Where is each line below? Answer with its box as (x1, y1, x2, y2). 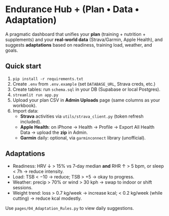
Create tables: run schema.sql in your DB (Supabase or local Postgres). (12, 86, 161, 92)
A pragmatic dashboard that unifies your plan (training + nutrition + (5, 31, 146, 37)
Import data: (12, 107, 39, 114)
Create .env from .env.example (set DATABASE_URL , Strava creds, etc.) (12, 81, 156, 87)
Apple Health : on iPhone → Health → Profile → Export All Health (20, 124, 155, 130)
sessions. (12, 184, 33, 191)
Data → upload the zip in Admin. (20, 129, 88, 135)
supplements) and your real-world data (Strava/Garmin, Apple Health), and (5, 37, 163, 43)
